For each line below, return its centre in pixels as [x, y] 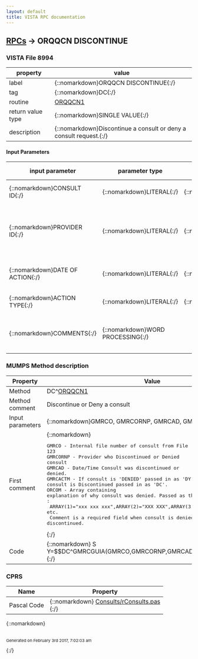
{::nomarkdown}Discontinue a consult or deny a [121, 128]
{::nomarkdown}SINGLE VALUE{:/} [102, 116]
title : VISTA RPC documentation [46, 17]
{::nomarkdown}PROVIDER [46, 228]
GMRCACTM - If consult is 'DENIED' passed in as [113, 479]
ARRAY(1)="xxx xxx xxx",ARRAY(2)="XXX [101, 507]
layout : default [26, 11]
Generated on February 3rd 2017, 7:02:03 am [49, 640]
